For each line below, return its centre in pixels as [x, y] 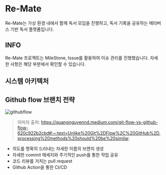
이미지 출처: [29, 122]
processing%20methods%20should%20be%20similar [73, 138]
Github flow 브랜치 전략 [40, 100]
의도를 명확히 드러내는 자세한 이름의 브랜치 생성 [58, 148]
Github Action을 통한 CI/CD [40, 167]
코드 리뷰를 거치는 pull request [42, 161]
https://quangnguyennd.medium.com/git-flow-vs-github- [100, 122]
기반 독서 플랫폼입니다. [32, 29]
